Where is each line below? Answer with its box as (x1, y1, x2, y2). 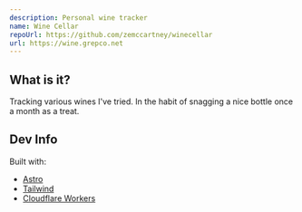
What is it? (9, 72, 71, 87)
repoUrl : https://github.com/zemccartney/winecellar (9, 30, 213, 39)
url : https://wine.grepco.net (9, 38, 124, 48)
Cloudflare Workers (22, 192, 96, 204)
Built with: (9, 156, 47, 167)
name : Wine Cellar (9, 22, 79, 31)
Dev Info (9, 132, 58, 148)
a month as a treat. (9, 106, 80, 117)
